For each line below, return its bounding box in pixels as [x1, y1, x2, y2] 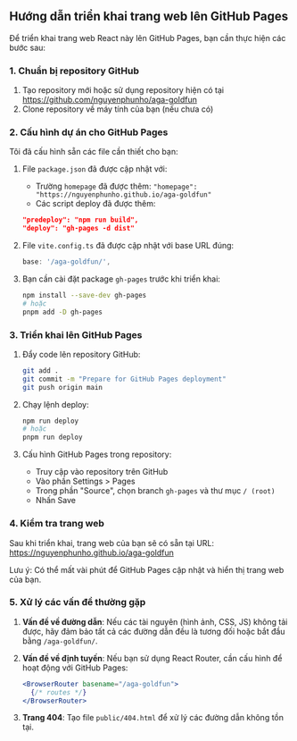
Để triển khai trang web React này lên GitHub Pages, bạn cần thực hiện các [9, 32, 286, 43]
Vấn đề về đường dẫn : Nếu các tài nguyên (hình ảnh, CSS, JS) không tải [21, 616, 288, 627]
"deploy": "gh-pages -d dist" [21, 224, 136, 233]
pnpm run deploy [21, 433, 83, 442]
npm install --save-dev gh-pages [21, 291, 147, 300]
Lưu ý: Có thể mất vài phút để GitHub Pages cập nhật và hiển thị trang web [9, 564, 285, 575]
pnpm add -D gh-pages [21, 307, 103, 316]
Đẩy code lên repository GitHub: [21, 349, 141, 359]
